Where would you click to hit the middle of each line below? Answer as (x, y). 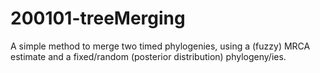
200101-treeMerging (98, 18)
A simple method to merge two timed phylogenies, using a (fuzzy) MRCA (160, 46)
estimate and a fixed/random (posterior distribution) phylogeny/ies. (148, 56)
